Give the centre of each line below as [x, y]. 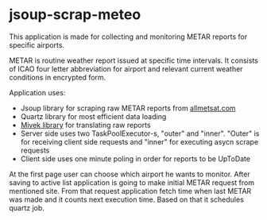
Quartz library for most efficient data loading [93, 116]
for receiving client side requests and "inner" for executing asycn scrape [139, 141]
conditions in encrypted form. [58, 77]
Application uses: [37, 92]
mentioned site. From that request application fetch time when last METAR [130, 191]
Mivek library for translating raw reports [85, 125]
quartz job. [27, 207]
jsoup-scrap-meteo [75, 15]
